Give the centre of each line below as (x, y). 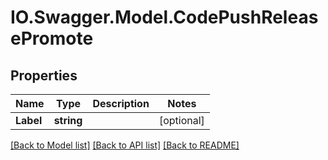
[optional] (181, 120)
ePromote (52, 38)
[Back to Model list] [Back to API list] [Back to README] (125, 145)
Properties (44, 75)
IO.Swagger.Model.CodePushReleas (164, 17)
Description (121, 103)
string (68, 120)
